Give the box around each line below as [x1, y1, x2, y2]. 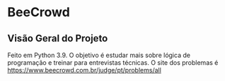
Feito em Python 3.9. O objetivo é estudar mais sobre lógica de [7, 51, 191, 59]
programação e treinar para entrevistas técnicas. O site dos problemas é [7, 58, 219, 67]
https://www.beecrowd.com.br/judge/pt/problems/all [7, 66, 161, 74]
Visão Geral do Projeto [7, 32, 108, 44]
